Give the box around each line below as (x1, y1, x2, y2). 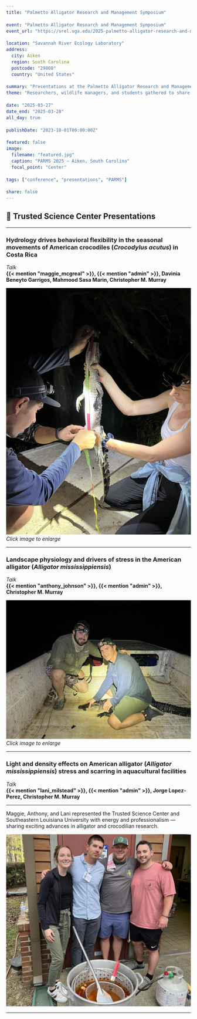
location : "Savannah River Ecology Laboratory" (6, 41, 125, 46)
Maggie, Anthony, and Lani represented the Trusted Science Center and (6, 810, 180, 817)
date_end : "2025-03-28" (6, 109, 64, 114)
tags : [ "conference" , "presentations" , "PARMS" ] (6, 177, 127, 183)
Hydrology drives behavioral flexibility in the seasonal (6, 235, 163, 244)
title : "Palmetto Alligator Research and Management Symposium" (6, 9, 167, 15)
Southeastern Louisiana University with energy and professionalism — (6, 816, 176, 823)
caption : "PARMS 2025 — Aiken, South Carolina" (11, 158, 130, 164)
